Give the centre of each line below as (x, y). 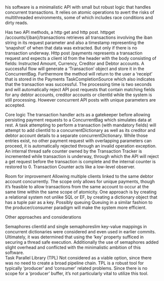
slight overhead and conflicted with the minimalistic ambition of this (73, 247)
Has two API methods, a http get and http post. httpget (60, 32)
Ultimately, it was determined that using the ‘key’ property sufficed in (74, 237)
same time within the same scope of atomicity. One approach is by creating (81, 192)
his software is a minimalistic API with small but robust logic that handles (78, 7)
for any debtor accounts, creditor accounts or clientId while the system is (79, 95)
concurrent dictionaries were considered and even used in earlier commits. (81, 232)
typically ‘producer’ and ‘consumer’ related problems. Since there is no (76, 268)
